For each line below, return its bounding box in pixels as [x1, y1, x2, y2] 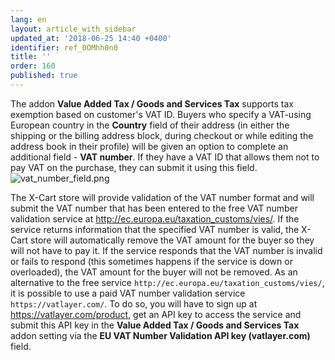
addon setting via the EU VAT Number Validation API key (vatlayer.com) [10, 329, 311, 341]
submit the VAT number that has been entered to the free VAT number [10, 202, 299, 214]
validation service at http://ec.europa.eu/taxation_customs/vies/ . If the [10, 212, 300, 225]
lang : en [10, 14, 47, 25]
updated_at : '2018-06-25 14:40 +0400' [10, 33, 172, 43]
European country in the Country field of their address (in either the [10, 119, 290, 131]
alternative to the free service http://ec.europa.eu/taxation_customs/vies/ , [10, 276, 325, 288]
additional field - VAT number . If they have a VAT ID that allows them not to [10, 151, 320, 163]
